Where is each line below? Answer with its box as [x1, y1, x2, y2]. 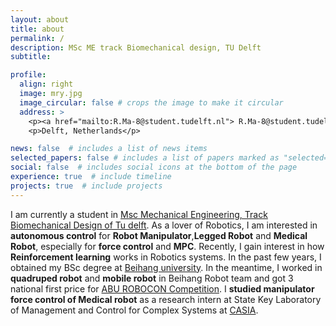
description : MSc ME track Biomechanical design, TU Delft [10, 42, 262, 53]
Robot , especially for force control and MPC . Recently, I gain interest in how [10, 240, 325, 252]
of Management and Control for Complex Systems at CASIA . [10, 304, 259, 316]
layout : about [10, 14, 70, 25]
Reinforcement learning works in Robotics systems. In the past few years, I [10, 251, 322, 263]
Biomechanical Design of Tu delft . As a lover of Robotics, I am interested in [10, 219, 318, 231]
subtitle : [10, 52, 52, 62]
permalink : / [10, 33, 65, 43]
